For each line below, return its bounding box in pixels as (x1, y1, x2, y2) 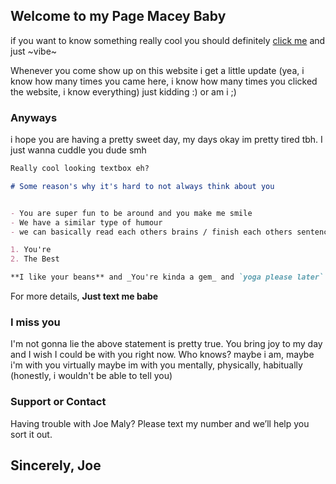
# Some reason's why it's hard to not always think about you (10, 181, 275, 191)
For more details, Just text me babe (10, 290, 159, 303)
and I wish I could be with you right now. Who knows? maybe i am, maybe (10, 349, 315, 361)
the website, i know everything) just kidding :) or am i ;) (10, 85, 237, 98)
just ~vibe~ (10, 45, 58, 57)
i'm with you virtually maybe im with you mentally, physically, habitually (10, 359, 303, 371)
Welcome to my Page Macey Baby (10, 8, 227, 25)
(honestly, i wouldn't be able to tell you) (10, 370, 173, 382)
